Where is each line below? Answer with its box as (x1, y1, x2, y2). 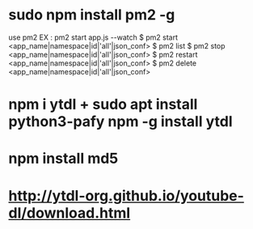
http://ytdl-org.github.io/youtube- (8, 186, 245, 205)
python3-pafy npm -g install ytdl (8, 112, 233, 131)
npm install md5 (8, 150, 119, 168)
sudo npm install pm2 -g (8, 6, 175, 24)
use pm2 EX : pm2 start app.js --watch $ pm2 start (8, 32, 178, 42)
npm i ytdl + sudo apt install (8, 95, 198, 114)
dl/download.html (8, 204, 131, 222)
